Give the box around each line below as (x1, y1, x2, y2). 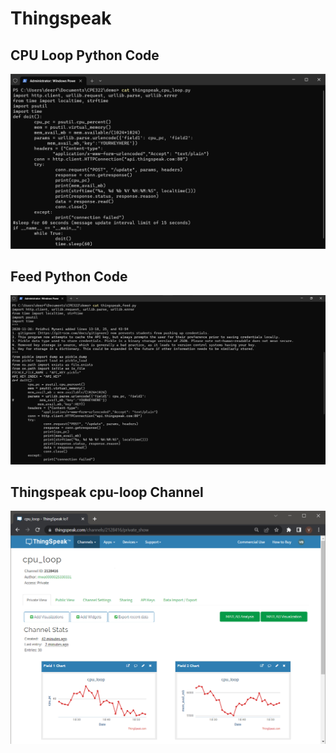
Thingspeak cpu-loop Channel (10, 483, 204, 501)
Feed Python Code (10, 268, 128, 285)
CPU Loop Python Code (10, 47, 160, 64)
